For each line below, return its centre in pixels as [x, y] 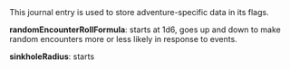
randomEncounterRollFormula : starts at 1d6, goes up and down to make [145, 30]
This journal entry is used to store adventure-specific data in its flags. [139, 12]
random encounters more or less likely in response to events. [123, 39]
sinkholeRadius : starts [52, 56]
